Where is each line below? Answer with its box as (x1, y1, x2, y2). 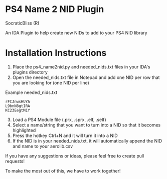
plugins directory (12, 69, 48, 75)
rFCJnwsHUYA (5, 99, 30, 104)
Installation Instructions (5, 47, 107, 58)
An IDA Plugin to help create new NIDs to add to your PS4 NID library (5, 29, 147, 35)
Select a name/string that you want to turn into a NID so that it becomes (12, 121, 161, 128)
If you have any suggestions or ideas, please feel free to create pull (5, 152, 144, 158)
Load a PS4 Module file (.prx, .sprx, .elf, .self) (12, 116, 106, 122)
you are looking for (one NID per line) (12, 79, 89, 85)
